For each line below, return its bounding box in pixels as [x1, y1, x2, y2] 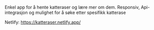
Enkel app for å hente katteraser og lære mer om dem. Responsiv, [4, 4, 140, 10]
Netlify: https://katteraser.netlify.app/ [4, 19, 81, 25]
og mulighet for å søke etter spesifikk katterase [28, 9, 126, 15]
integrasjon [4, 9, 28, 15]
